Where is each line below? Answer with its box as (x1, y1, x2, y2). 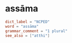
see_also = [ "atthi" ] (5, 33, 50, 38)
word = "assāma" (5, 24, 39, 29)
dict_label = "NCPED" (5, 19, 50, 24)
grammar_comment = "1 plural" (5, 28, 68, 34)
